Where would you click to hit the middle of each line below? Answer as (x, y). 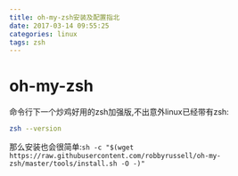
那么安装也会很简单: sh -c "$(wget (72, 147)
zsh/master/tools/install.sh (63, 164)
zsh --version (36, 129)
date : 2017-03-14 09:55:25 (59, 26)
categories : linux (43, 34)
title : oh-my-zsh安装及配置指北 (65, 17)
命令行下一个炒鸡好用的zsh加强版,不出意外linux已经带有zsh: (119, 112)
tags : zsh (28, 42)
